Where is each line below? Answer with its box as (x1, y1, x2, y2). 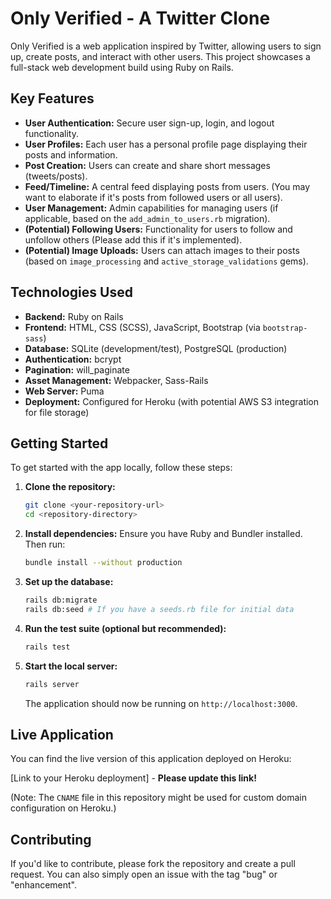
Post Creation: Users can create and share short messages (24, 159, 271, 171)
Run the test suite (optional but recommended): (24, 622, 227, 634)
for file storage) (24, 406, 90, 418)
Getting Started (10, 435, 109, 452)
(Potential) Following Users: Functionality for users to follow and (24, 223, 293, 235)
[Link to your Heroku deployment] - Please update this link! (10, 772, 257, 784)
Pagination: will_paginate (24, 363, 130, 376)
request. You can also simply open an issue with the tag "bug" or (10, 868, 278, 881)
